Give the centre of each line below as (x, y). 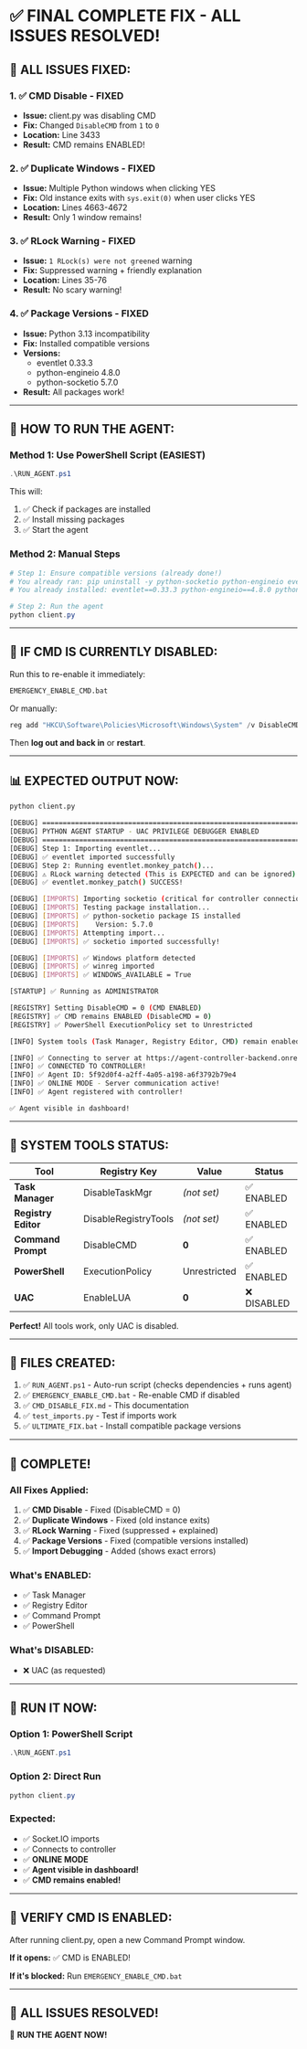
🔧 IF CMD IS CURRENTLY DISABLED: (114, 652)
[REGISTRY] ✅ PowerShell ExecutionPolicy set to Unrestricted (131, 1024)
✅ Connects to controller (69, 1849)
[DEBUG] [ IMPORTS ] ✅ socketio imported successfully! (115, 941)
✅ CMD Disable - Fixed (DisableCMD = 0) (101, 1510)
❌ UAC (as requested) (64, 1670)
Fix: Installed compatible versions (86, 343)
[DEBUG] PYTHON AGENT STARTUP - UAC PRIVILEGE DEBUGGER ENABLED (134, 832)
